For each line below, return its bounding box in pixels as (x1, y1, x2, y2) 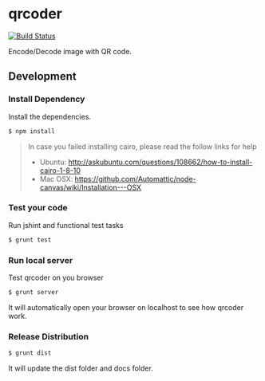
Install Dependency (8, 93, 85, 104)
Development (8, 69, 77, 84)
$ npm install (8, 127, 56, 136)
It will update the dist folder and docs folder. (8, 363, 153, 373)
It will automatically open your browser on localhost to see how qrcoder (8, 302, 244, 312)
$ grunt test (8, 236, 52, 244)
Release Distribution (8, 331, 89, 342)
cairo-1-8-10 (39, 165, 81, 175)
